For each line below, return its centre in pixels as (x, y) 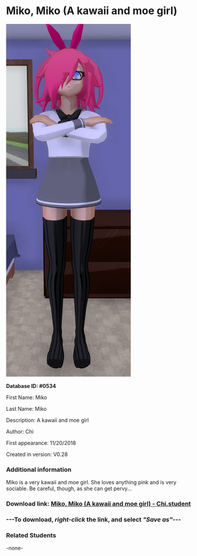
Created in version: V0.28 (37, 454)
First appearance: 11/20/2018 (41, 443)
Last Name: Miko (26, 408)
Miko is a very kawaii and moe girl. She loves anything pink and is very (91, 483)
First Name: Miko (27, 397)
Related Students (31, 535)
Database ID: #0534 (31, 386)
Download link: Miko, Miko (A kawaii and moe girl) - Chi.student (98, 504)
